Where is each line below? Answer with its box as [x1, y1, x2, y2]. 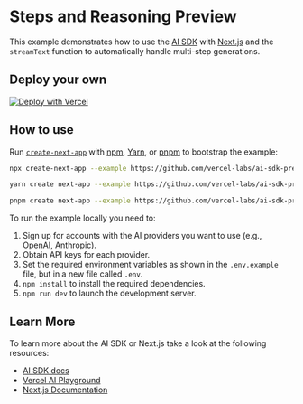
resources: [9, 348, 50, 358]
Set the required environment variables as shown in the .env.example [22, 259, 279, 270]
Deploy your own [9, 72, 106, 88]
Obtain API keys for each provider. [22, 249, 151, 260]
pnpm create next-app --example [9, 196, 131, 205]
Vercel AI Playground [22, 375, 101, 385]
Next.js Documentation [22, 384, 108, 395]
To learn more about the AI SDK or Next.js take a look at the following [9, 338, 267, 349]
